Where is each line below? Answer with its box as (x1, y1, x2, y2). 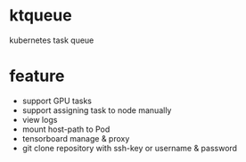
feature (9, 66, 65, 86)
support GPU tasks (21, 95, 92, 106)
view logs (21, 114, 58, 125)
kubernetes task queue (9, 35, 94, 45)
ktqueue (9, 5, 73, 26)
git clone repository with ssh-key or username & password (21, 142, 238, 153)
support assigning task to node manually (21, 104, 172, 116)
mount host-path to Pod (21, 124, 111, 134)
